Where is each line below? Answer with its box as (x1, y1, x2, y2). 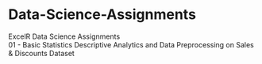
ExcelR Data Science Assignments (8, 32, 121, 41)
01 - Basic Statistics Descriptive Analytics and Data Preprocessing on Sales (8, 40, 254, 49)
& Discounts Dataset (8, 48, 75, 58)
